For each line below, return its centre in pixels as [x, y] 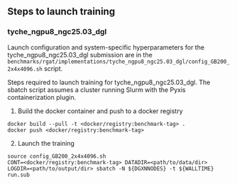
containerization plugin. [42, 97]
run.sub [19, 175]
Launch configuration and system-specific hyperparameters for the [106, 47]
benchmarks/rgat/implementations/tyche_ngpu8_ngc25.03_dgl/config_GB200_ [119, 62]
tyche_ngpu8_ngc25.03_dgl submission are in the [80, 54]
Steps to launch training [61, 12]
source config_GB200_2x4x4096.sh [57, 156]
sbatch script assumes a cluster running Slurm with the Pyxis [97, 90]
